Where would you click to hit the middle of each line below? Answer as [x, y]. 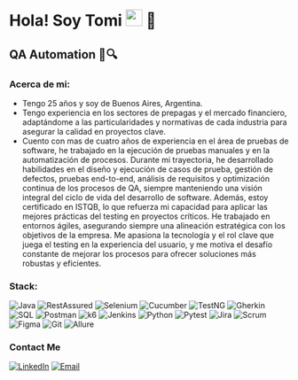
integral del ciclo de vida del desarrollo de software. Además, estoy [145, 197]
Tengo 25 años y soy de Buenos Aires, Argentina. [112, 103]
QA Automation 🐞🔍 [63, 54]
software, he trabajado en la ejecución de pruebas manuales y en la [146, 150]
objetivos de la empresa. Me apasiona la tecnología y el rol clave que [148, 235]
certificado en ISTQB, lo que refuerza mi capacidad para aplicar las [145, 206]
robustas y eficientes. [62, 263]
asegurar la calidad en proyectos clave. [94, 131]
